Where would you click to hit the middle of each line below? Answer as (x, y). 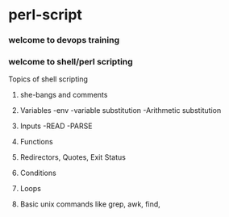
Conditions (38, 173)
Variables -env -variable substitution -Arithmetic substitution (121, 111)
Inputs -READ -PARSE (56, 126)
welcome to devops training (64, 40)
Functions (37, 142)
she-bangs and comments (64, 95)
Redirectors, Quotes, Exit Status (73, 157)
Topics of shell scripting (48, 79)
